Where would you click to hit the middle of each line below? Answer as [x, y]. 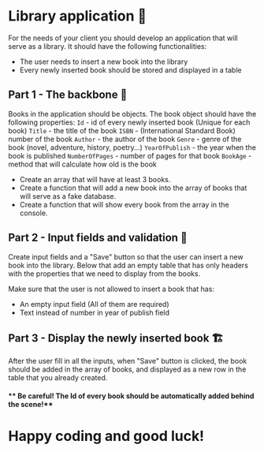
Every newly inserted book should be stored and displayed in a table [130, 69]
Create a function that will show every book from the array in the [125, 204]
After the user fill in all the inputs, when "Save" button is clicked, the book [128, 361]
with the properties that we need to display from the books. [104, 273]
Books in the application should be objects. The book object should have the [132, 114]
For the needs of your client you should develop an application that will [123, 38]
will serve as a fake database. [68, 196]
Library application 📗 [78, 16]
